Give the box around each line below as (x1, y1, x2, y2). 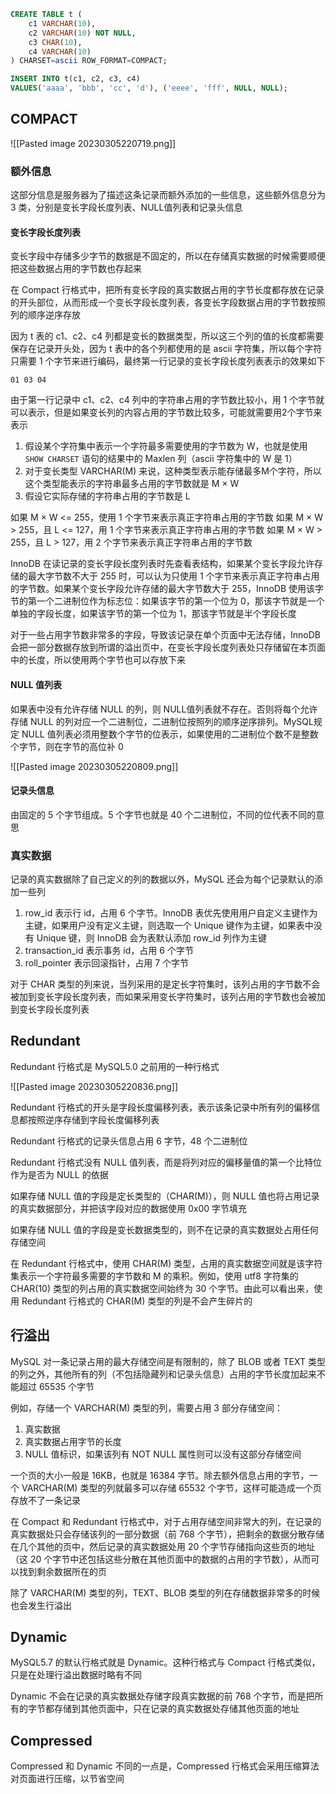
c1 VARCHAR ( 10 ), (28, 18, 97, 29)
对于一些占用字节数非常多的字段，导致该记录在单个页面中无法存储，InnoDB (10, 629, 321, 641)
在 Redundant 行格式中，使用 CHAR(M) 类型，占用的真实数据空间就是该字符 (10, 1257, 323, 1269)
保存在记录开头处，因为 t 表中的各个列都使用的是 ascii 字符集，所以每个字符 (10, 343, 323, 355)
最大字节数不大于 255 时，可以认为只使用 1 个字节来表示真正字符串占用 (27, 570, 320, 582)
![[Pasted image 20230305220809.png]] (10, 760, 179, 772)
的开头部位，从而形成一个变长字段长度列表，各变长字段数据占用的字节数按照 (10, 296, 326, 309)
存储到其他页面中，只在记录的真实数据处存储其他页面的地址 (53, 1703, 300, 1715)
